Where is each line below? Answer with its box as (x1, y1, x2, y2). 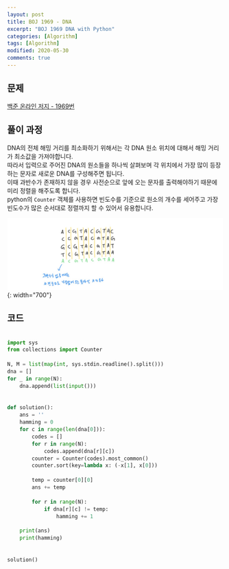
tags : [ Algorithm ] (7, 40, 60, 47)
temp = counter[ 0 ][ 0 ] (32, 477, 94, 484)
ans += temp (32, 484, 67, 491)
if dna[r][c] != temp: (43, 505, 109, 513)
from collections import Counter (7, 347, 103, 353)
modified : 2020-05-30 (7, 47, 69, 54)
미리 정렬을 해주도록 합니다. (7, 186, 81, 195)
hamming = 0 (19, 419, 53, 426)
